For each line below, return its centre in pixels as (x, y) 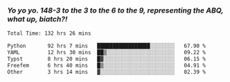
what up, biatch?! (37, 19)
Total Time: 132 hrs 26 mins (49, 33)
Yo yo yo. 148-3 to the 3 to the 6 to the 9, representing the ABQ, (115, 10)
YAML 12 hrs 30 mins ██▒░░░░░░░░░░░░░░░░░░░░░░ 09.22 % (107, 53)
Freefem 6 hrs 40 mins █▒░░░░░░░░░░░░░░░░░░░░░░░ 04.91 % (107, 65)
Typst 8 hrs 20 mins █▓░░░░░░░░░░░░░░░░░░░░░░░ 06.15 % (107, 59)
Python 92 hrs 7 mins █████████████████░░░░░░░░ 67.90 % (107, 46)
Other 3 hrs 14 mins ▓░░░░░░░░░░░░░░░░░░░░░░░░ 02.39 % (107, 72)
